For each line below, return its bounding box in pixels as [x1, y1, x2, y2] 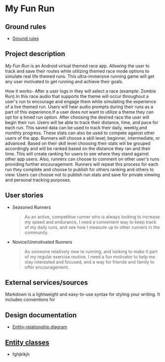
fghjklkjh [12, 351, 30, 357]
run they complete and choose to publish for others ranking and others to [5, 166, 154, 172]
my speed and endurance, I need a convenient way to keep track [24, 219, 157, 225]
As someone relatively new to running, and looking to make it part [24, 248, 158, 254]
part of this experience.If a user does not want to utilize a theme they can [5, 109, 154, 115]
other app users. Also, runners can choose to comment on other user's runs [5, 156, 160, 162]
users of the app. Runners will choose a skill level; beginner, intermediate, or [5, 135, 160, 141]
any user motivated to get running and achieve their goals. [5, 78, 124, 84]
